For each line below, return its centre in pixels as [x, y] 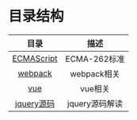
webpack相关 [95, 74]
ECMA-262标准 [95, 59]
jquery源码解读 [95, 103]
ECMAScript [35, 58]
